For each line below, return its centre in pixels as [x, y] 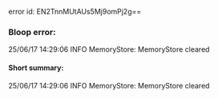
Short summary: [36, 68]
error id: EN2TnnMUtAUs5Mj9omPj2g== [75, 12]
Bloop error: [32, 32]
